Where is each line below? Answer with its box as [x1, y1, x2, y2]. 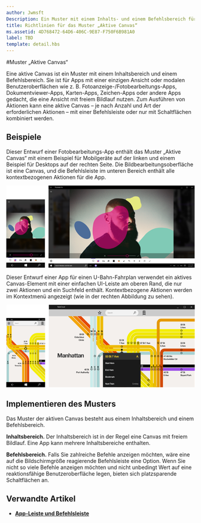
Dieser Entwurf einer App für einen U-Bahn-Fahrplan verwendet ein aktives [6, 273, 192, 281]
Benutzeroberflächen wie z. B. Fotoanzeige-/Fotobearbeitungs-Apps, [6, 83, 177, 90]
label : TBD [6, 35, 33, 41]
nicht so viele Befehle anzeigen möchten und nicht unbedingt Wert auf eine [6, 464, 192, 471]
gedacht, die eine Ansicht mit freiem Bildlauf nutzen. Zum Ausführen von [6, 96, 185, 103]
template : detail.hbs [6, 41, 60, 47]
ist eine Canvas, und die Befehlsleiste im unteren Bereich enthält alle [6, 167, 175, 174]
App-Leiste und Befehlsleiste [14, 510, 90, 517]
